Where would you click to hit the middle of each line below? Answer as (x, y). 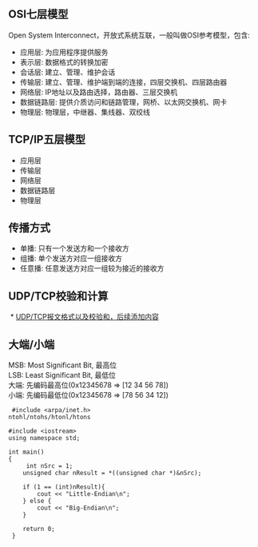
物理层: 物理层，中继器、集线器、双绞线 (85, 112)
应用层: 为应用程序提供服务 (64, 52)
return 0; (39, 529)
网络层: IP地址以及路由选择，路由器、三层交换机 (99, 92)
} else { (37, 501)
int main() (26, 452)
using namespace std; (44, 438)
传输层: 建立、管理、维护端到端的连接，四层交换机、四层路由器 (123, 81)
